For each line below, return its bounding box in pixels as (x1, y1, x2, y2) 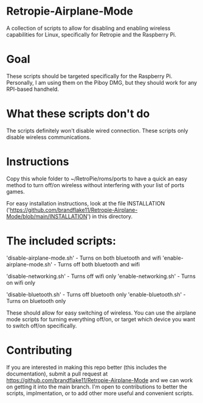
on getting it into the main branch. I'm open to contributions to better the (6, 383, 187, 390)
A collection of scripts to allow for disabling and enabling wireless (6, 24, 171, 32)
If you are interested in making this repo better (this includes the (6, 363, 167, 371)
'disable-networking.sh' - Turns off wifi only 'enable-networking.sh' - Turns (6, 273, 196, 280)
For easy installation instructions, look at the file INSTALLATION (6, 199, 165, 207)
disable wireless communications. (6, 133, 91, 141)
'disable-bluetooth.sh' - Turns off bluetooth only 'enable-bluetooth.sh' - (6, 291, 186, 298)
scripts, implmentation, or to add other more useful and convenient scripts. (6, 389, 194, 397)
